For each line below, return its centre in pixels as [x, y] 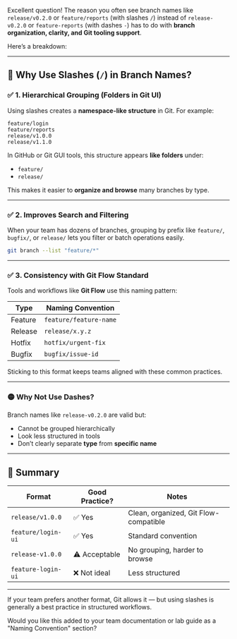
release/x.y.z [68, 331]
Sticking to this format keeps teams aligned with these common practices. [115, 372]
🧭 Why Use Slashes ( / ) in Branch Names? [99, 75]
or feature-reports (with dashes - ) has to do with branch [111, 25]
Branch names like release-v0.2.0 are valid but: [77, 415]
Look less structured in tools [59, 436]
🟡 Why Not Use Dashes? [51, 397]
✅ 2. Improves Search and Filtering [68, 214]
